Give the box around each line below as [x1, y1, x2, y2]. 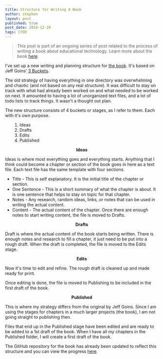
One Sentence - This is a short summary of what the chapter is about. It [12, 187, 156, 192]
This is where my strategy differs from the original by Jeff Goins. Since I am [5, 304, 157, 309]
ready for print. [5, 271, 36, 276]
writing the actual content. [12, 202, 65, 207]
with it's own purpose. [5, 113, 50, 118]
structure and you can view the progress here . [5, 348, 98, 354]
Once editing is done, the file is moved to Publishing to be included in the [5, 280, 152, 286]
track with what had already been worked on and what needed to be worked [5, 88, 158, 93]
